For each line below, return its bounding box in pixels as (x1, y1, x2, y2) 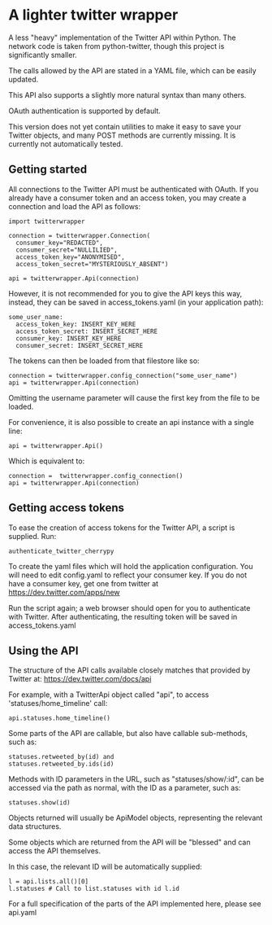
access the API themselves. (8, 846, 101, 856)
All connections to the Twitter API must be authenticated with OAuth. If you (8, 184, 259, 194)
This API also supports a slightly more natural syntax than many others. (8, 90, 247, 99)
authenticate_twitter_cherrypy (8, 547, 114, 555)
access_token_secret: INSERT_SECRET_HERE (15, 327, 158, 335)
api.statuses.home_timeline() (8, 714, 111, 722)
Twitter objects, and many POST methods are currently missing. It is (8, 130, 236, 140)
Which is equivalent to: (8, 456, 85, 466)
